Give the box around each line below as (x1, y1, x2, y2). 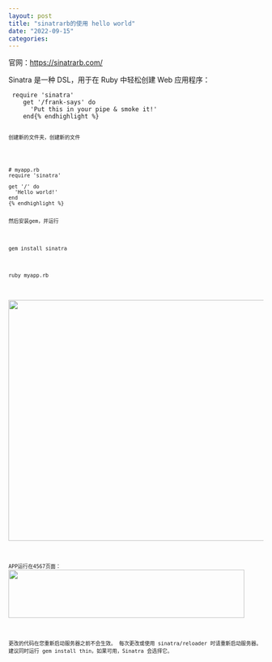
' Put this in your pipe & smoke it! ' (29, 105, 158, 114)
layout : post (8, 11, 53, 20)
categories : (8, 34, 49, 43)
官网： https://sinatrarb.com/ (8, 58, 103, 67)
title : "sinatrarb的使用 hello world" (8, 19, 136, 28)
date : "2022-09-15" (8, 27, 74, 35)
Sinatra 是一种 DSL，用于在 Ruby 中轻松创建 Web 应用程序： (8, 75, 210, 85)
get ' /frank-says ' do (23, 98, 96, 106)
